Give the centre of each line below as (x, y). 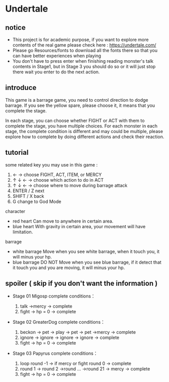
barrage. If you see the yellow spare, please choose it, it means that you (80, 105)
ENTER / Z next (28, 191)
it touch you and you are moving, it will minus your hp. (69, 267)
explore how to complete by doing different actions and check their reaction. (85, 137)
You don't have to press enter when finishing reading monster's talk (83, 61)
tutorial (17, 153)
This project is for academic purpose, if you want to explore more (80, 39)
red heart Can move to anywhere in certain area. (63, 221)
